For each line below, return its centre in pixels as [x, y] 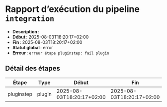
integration [30, 19]
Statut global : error [33, 47]
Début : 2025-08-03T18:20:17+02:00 [50, 37]
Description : [26, 31]
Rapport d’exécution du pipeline [73, 9]
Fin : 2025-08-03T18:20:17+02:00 [47, 42]
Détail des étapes [33, 68]
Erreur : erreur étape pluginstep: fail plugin [61, 53]
